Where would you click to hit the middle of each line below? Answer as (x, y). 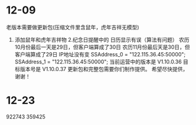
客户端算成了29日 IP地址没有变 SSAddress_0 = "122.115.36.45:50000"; (100, 54)
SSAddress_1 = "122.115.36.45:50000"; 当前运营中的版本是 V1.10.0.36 (98, 62)
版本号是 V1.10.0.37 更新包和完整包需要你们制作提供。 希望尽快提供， (104, 69)
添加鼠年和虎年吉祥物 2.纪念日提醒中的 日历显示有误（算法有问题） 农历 (102, 39)
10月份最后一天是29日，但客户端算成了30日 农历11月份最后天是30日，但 (102, 47)
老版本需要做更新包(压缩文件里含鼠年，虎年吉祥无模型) (73, 27)
